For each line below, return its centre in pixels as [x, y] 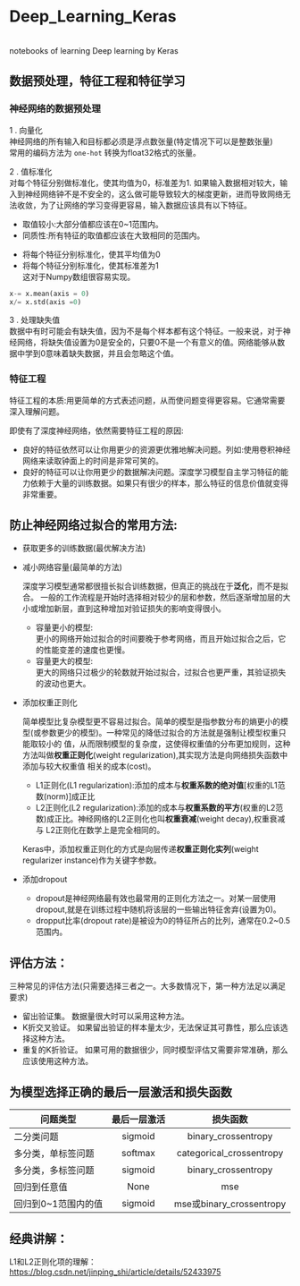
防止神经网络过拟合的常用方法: [94, 525]
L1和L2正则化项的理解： [53, 1261]
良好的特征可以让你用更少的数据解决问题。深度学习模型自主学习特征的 [151, 472]
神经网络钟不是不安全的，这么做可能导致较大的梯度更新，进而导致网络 [154, 193]
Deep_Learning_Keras [93, 17]
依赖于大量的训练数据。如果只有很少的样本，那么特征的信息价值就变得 [159, 483]
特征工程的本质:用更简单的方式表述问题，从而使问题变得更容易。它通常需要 [147, 400]
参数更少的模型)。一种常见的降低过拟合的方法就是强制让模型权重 [160, 733]
